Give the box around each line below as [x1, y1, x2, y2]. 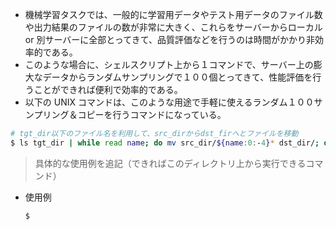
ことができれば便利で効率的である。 [33, 84, 183, 95]
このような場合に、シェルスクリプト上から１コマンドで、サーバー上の [24, 59, 314, 70]
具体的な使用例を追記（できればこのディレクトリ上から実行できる [34, 157, 307, 169]
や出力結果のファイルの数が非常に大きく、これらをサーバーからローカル [24, 21, 323, 33]
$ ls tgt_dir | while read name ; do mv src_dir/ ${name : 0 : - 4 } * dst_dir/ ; [10, 138, 320, 148]
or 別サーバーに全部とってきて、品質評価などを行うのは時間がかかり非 [24, 34, 316, 45]
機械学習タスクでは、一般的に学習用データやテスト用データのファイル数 [24, 9, 323, 20]
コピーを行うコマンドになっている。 [77, 109, 227, 120]
